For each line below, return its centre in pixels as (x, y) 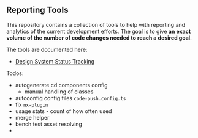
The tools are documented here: (47, 49)
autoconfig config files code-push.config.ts (70, 98)
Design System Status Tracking (55, 61)
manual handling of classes (59, 92)
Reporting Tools (37, 10)
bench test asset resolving (49, 124)
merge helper (32, 117)
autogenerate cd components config (62, 85)
